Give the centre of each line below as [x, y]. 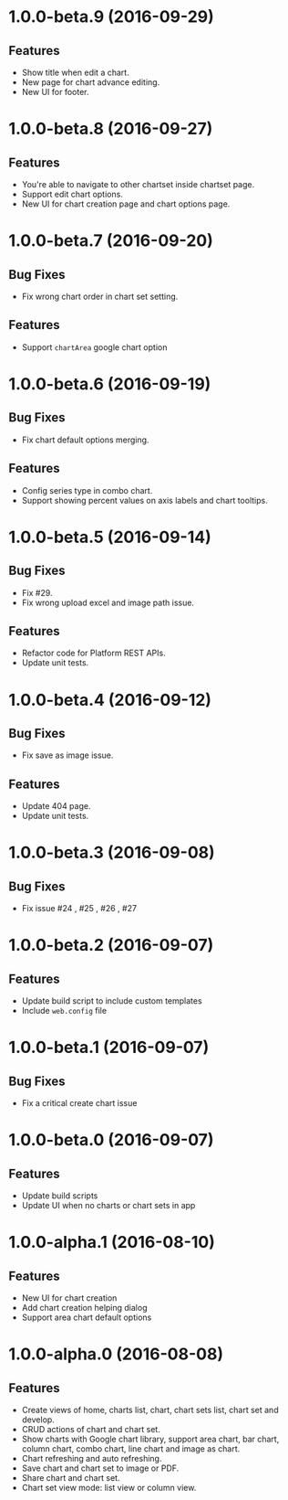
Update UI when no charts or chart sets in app [108, 1206]
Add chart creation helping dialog [84, 1308]
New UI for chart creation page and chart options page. [126, 204]
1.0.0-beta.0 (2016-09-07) [111, 1140]
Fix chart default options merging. [85, 440]
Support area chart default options [87, 1317]
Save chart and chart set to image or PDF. [100, 1468]
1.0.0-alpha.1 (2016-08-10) [112, 1243]
